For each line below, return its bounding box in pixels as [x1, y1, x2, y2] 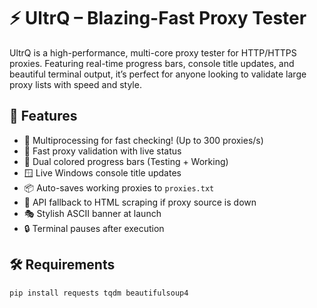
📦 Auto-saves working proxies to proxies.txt [23, 181, 215, 194]
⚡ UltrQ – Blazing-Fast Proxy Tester [9, 7, 307, 30]
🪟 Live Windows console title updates [23, 166, 182, 179]
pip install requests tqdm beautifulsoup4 [9, 288, 189, 298]
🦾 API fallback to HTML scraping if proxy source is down [23, 196, 257, 208]
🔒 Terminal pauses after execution [23, 222, 165, 234]
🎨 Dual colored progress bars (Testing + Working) [23, 155, 229, 167]
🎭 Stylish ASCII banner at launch [23, 207, 162, 219]
